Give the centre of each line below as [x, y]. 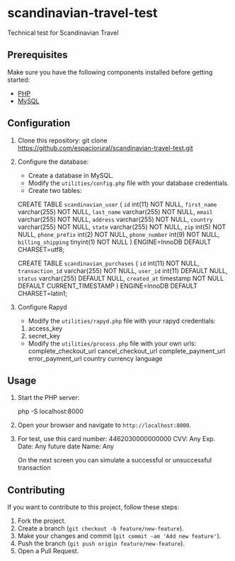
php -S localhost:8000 [50, 411]
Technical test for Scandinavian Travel [63, 33]
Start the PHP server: [48, 398]
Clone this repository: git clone [62, 140]
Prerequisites [38, 55]
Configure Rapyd [42, 307]
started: [19, 79]
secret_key [44, 335]
